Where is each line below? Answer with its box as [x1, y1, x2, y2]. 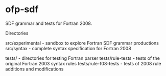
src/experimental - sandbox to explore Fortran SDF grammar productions [5, 40, 159, 46]
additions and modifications [5, 66, 64, 72]
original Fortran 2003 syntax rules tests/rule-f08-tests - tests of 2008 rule [5, 60, 161, 66]
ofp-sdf [5, 4, 39, 15]
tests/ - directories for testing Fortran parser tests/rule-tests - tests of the [5, 55, 160, 61]
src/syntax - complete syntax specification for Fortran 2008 [5, 45, 131, 51]
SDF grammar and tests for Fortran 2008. [5, 20, 92, 26]
